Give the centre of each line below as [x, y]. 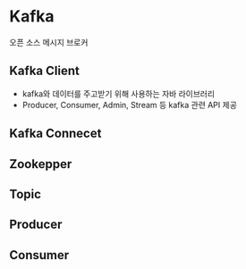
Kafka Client [45, 71]
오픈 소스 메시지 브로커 [49, 42]
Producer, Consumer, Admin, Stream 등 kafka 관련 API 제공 [129, 105]
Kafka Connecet [55, 134]
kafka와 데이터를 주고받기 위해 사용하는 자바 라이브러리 [119, 93]
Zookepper [41, 164]
